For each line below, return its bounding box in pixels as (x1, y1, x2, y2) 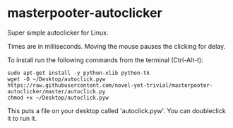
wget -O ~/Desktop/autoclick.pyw (7, 76, 106, 83)
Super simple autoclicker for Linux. (7, 28, 109, 37)
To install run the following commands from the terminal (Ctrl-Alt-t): (7, 55, 203, 64)
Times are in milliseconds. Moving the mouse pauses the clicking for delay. (7, 42, 226, 50)
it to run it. (7, 114, 37, 122)
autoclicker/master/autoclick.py (7, 88, 106, 95)
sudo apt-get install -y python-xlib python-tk (7, 69, 150, 76)
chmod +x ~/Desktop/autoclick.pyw (7, 94, 109, 101)
